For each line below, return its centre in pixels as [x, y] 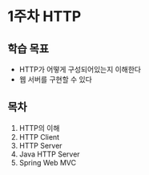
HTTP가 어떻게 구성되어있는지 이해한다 [80, 69]
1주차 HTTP [44, 16]
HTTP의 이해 [39, 128]
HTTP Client [39, 136]
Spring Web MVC [48, 162]
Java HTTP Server [50, 154]
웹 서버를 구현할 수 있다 [56, 79]
